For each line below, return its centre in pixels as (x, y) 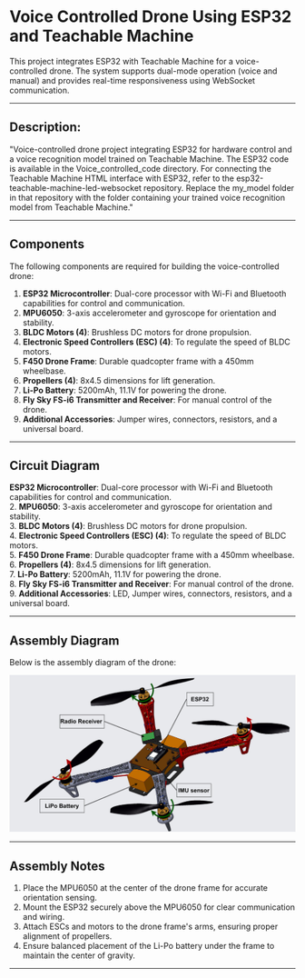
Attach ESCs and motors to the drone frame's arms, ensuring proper (150, 927)
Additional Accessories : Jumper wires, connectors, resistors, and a (150, 419)
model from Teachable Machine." (71, 207)
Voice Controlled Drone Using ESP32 (151, 17)
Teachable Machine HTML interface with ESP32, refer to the (122, 178)
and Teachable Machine (102, 36)
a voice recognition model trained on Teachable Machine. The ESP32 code (149, 159)
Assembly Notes (58, 866)
